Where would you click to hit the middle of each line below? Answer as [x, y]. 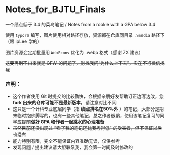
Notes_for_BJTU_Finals [55, 9]
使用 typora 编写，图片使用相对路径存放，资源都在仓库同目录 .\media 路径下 [85, 35]
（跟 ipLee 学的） [24, 41]
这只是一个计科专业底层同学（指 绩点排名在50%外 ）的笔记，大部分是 [86, 109]
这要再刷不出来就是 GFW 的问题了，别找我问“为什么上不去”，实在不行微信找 [85, 63]
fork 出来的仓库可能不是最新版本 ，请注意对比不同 [65, 103]
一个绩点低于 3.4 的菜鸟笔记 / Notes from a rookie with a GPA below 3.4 [80, 24]
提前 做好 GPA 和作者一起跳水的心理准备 [63, 122]
